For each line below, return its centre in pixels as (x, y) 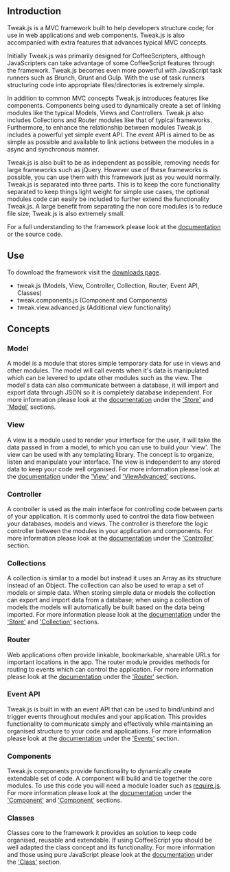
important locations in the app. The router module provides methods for (108, 662)
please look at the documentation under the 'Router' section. (93, 676)
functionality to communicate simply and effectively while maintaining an (110, 724)
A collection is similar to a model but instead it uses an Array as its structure (114, 578)
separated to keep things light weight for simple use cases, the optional (108, 191)
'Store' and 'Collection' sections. (53, 622)
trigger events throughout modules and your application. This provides (107, 716)
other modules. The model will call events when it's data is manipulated (108, 370)
